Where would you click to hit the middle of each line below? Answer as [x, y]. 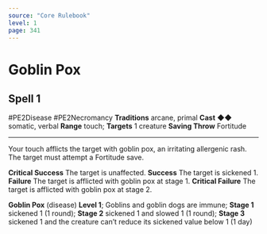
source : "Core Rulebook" [49, 15]
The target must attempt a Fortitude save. [76, 157]
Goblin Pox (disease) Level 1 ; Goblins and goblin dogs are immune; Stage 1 [131, 205]
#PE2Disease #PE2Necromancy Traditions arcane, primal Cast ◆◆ [120, 118]
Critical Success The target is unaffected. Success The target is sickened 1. [133, 173]
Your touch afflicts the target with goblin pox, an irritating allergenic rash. [128, 149]
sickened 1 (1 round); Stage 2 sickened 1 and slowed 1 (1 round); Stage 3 [126, 213]
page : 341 [25, 30]
